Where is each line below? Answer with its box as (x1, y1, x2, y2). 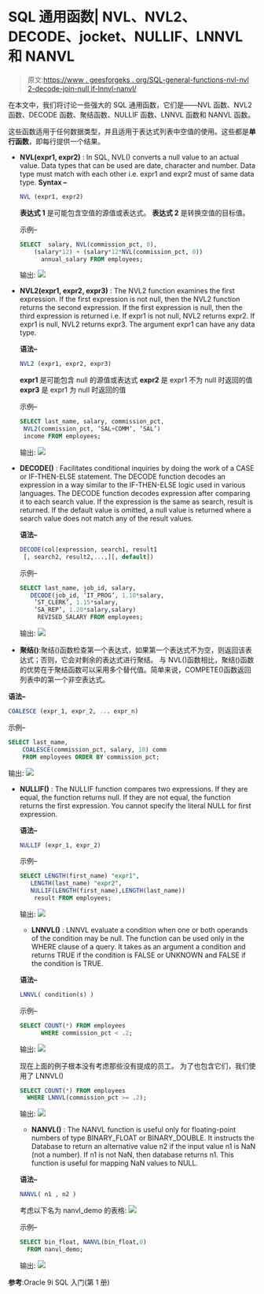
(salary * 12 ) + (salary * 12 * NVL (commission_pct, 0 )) (34, 248, 203, 255)
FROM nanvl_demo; (27, 1246, 84, 1254)
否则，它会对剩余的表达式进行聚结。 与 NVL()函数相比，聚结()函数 (40, 655, 255, 665)
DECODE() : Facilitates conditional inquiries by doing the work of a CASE (19, 463, 255, 472)
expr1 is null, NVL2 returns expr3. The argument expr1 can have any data (19, 319, 255, 329)
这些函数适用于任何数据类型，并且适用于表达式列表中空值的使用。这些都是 (8, 126, 249, 136)
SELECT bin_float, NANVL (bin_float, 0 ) (19, 1238, 147, 1247)
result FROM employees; (34, 894, 112, 902)
